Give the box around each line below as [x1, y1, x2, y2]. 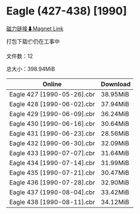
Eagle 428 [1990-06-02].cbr [9, 99, 95, 108]
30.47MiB [100, 168, 130, 177]
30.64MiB [100, 119, 130, 128]
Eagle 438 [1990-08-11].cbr [9, 198, 95, 206]
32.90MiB [100, 178, 130, 186]
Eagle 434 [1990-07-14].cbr [9, 159, 95, 167]
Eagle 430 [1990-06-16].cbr [9, 119, 95, 128]
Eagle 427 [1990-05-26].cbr [9, 90, 95, 98]
